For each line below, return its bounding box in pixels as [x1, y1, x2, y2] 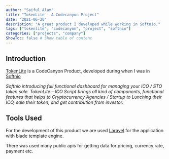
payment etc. [6, 148, 33, 154]
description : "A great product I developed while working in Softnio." [6, 21, 160, 27]
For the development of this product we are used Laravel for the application [6, 127, 164, 133]
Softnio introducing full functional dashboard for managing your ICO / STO [6, 83, 162, 89]
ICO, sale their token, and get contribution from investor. [6, 99, 124, 105]
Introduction [6, 54, 46, 63]
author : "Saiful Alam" [6, 7, 54, 13]
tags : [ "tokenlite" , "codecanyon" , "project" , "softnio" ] [6, 26, 131, 31]
